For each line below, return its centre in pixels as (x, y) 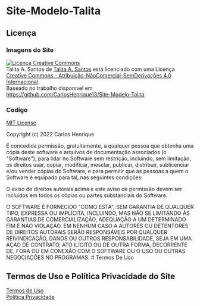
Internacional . (23, 82)
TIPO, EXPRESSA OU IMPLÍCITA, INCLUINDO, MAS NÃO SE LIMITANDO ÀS (98, 213)
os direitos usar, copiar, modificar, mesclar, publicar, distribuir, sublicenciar (98, 165)
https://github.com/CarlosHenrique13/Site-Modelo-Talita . (76, 94)
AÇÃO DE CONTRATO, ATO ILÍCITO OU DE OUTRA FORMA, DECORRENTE (97, 245)
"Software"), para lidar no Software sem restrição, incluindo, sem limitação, (99, 158)
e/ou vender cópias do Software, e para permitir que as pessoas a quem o (97, 171)
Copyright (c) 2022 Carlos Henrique (50, 135)
